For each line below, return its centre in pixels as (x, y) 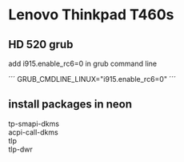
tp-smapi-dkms (34, 124)
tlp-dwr (21, 149)
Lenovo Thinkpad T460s (91, 15)
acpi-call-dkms (33, 132)
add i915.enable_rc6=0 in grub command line (83, 63)
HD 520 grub (41, 45)
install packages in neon (70, 105)
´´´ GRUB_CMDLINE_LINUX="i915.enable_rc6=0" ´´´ (92, 79)
